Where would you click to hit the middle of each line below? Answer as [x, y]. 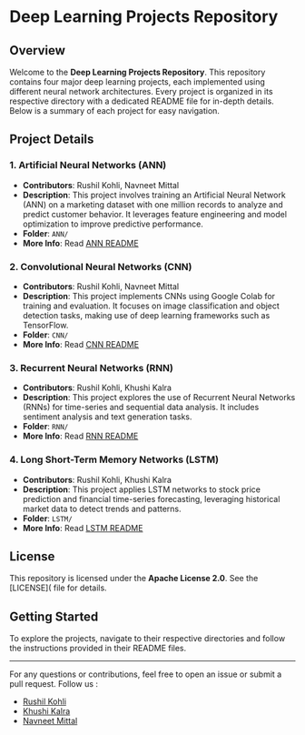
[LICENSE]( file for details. [58, 588]
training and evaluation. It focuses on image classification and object [151, 306]
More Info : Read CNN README [80, 344]
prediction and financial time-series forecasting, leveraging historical [151, 498]
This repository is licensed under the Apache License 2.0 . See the [134, 579]
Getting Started [54, 616]
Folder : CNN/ [45, 335]
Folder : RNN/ [45, 427]
